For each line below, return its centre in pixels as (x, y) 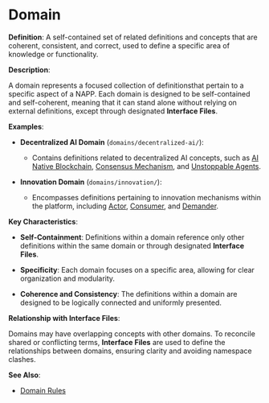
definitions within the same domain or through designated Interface (132, 245)
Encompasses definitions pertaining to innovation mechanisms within (146, 197)
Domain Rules (43, 390)
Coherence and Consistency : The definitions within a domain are (128, 294)
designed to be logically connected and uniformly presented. (121, 302)
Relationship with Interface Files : (64, 318)
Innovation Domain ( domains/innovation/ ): (91, 182)
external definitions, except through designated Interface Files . (113, 111)
